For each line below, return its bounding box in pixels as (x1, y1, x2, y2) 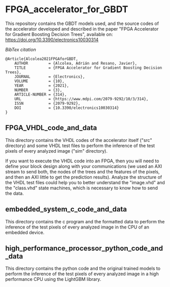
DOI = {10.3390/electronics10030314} (14, 105, 119, 110)
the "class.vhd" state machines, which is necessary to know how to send (5, 185, 158, 191)
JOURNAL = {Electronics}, (14, 74, 85, 79)
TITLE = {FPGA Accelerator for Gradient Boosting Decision (14, 65, 162, 70)
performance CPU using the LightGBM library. (5, 276, 101, 282)
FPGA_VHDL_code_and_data (5, 124, 97, 132)
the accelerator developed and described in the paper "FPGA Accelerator (5, 25, 159, 32)
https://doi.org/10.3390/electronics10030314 (5, 37, 99, 43)
